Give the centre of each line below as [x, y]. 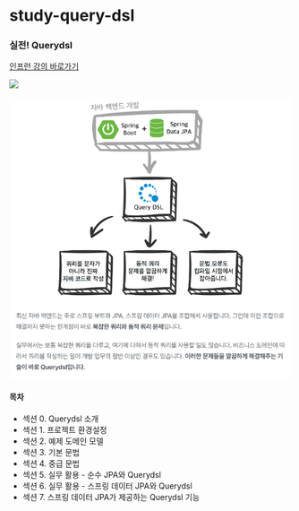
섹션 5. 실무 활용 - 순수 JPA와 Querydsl [91, 475]
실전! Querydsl [41, 46]
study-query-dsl [72, 16]
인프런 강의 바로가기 [44, 66]
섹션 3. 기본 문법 [51, 453]
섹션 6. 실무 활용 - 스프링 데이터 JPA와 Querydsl [107, 486]
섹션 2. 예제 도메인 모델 [63, 441]
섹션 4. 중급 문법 [51, 463]
